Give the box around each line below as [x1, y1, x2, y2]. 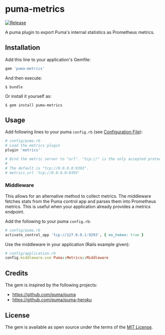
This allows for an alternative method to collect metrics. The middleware [5, 193, 151, 199]
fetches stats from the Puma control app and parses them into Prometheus [5, 198, 156, 204]
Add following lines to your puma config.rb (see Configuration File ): [5, 129, 143, 135]
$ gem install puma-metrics [5, 102, 63, 108]
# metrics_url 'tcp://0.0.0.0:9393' [5, 170, 80, 175]
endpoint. [5, 209, 25, 214]
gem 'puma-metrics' [5, 66, 45, 71]
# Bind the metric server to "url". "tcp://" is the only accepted [5, 156, 146, 162]
